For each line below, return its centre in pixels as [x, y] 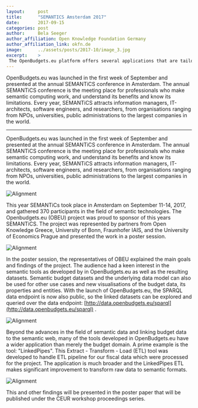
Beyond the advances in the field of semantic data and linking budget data [96, 332]
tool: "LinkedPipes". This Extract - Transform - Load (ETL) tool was [87, 350]
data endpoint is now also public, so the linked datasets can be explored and [99, 296]
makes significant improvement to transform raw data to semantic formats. [97, 369]
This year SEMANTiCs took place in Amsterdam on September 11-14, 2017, [96, 205]
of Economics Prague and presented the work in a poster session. [86, 236]
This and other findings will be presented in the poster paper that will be [94, 392]
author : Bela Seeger [37, 34]
